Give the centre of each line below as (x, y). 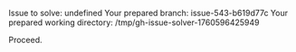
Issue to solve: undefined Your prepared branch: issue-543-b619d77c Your (148, 13)
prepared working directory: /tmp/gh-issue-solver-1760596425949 (134, 22)
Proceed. (25, 40)
